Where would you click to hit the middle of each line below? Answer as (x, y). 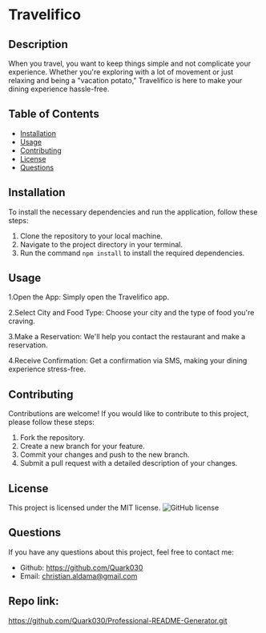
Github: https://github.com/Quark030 (81, 567)
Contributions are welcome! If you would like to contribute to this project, (129, 414)
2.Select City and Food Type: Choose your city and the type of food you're (131, 313)
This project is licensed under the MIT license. (85, 508)
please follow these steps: (51, 423)
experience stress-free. (47, 369)
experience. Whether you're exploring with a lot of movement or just (121, 72)
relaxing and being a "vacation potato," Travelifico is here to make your (125, 80)
